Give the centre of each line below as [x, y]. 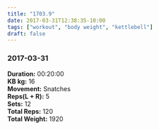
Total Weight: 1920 [35, 119]
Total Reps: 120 [30, 111]
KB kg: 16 [21, 81]
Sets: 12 [19, 104]
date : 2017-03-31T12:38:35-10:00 [57, 20]
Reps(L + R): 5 [29, 96]
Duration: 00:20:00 [36, 73]
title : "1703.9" [31, 14]
